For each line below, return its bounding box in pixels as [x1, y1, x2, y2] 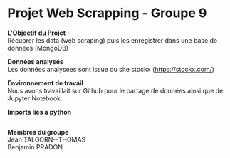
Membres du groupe [7, 127, 69, 136]
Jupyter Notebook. [7, 94, 63, 102]
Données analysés [7, 57, 64, 65]
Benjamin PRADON [7, 142, 63, 151]
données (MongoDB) [7, 43, 69, 52]
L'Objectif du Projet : [7, 28, 70, 37]
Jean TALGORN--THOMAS [7, 135, 86, 144]
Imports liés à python [7, 107, 72, 116]
